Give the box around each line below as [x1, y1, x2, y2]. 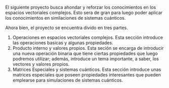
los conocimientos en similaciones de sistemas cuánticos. [5, 15, 126, 21]
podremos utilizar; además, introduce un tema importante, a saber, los [12, 56, 159, 62]
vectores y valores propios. [12, 61, 70, 67]
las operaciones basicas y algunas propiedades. [12, 40, 113, 46]
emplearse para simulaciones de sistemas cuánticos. [12, 77, 123, 83]
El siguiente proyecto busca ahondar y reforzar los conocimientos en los [5, 5, 156, 10]
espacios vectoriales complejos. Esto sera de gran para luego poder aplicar [5, 10, 163, 16]
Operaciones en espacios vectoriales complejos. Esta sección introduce [12, 35, 163, 40]
